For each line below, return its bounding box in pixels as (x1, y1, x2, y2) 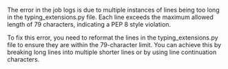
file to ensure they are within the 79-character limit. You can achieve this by (7, 41, 222, 49)
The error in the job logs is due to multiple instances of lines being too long (7, 6, 220, 14)
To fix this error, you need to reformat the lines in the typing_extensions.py (7, 33, 218, 42)
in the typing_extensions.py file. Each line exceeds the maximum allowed (7, 13, 214, 21)
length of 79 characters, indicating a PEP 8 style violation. (7, 20, 171, 28)
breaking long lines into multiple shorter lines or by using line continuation (7, 48, 217, 56)
